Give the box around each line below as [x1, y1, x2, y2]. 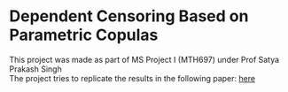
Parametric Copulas [9, 25, 159, 45]
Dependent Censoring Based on [9, 6, 249, 27]
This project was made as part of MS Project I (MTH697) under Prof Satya [9, 54, 280, 65]
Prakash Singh [9, 64, 62, 74]
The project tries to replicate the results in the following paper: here [9, 73, 255, 83]
